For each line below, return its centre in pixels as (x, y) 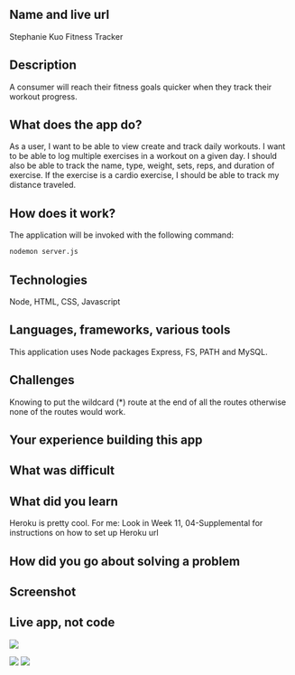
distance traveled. (43, 185)
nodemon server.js (44, 252)
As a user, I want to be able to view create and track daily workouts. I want (147, 146)
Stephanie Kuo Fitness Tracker (66, 36)
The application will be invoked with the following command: (122, 235)
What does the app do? (76, 125)
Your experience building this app (106, 440)
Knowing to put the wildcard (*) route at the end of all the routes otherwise (148, 402)
